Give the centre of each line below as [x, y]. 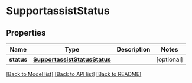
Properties [26, 33]
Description [134, 50]
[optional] [169, 59]
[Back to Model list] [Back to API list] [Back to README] [74, 74]
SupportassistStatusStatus [72, 59]
